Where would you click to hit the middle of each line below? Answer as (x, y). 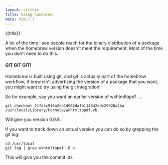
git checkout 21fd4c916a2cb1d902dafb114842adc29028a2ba (65, 105)
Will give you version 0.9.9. (33, 119)
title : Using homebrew (29, 14)
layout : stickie (22, 10)
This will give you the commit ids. (40, 157)
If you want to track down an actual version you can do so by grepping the (82, 129)
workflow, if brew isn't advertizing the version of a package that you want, (82, 81)
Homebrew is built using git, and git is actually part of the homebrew (76, 76)
